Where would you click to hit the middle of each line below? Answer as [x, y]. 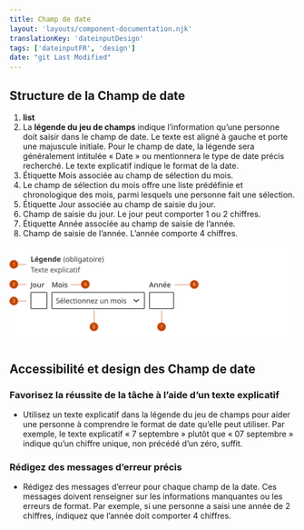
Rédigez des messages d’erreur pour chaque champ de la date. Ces [149, 487]
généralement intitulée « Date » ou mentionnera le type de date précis [153, 155]
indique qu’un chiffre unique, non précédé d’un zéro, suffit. [132, 443]
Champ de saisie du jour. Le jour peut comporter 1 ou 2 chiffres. [142, 214]
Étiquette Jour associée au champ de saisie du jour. [119, 204]
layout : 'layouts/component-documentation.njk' [101, 29]
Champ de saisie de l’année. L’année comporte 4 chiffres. [130, 233]
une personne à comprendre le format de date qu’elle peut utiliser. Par [153, 424]
